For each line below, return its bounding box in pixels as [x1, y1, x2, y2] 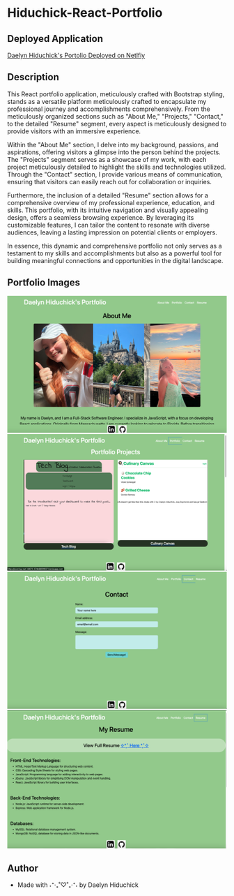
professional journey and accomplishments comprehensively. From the [7, 105, 210, 113]
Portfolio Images [7, 277, 81, 289]
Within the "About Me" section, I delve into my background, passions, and [7, 140, 219, 149]
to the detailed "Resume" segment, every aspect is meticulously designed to [7, 119, 227, 128]
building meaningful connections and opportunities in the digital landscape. [7, 256, 224, 264]
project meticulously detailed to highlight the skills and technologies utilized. [7, 163, 226, 171]
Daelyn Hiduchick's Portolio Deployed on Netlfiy [7, 51, 146, 59]
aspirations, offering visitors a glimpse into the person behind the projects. [7, 148, 221, 156]
